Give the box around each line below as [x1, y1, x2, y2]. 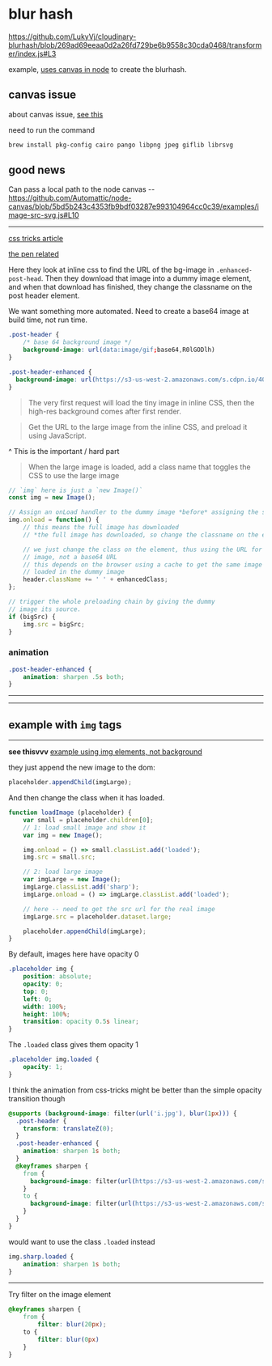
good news [8, 163, 66, 177]
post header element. [8, 291, 80, 300]
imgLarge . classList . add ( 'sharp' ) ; [23, 883, 139, 891]
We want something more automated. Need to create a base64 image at [8, 307, 249, 316]
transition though [8, 1093, 66, 1103]
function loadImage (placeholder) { [8, 808, 132, 817]
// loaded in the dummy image [23, 568, 125, 576]
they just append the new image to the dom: [8, 762, 155, 773]
